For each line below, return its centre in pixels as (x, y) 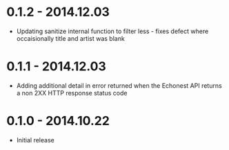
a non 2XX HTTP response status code (72, 93)
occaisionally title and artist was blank (70, 38)
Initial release (35, 140)
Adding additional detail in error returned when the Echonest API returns (119, 85)
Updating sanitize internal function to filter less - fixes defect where (112, 31)
